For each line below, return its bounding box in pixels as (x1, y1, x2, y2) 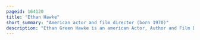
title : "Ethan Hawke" (6, 14, 60, 20)
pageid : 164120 (6, 8, 44, 15)
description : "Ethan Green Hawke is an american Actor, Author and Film (6, 25, 190, 31)
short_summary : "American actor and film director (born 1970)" (6, 19, 169, 25)
